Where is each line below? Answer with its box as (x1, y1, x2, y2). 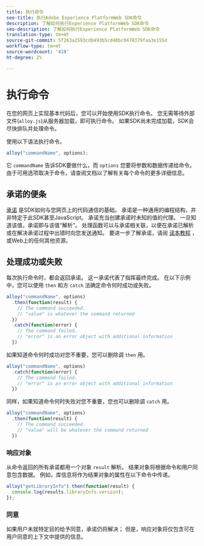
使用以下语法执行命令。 (6, 138, 65, 145)
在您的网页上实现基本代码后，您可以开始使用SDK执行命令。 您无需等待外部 (6, 109, 195, 117)
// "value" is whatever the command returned (17, 311, 135, 317)
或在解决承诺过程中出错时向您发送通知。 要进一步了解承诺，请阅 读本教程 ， (6, 229, 198, 237)
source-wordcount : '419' (6, 49, 69, 55)
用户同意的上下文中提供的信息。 (6, 533, 86, 540)
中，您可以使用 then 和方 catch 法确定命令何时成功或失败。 (6, 282, 155, 289)
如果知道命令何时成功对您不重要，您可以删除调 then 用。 (6, 351, 149, 358)
